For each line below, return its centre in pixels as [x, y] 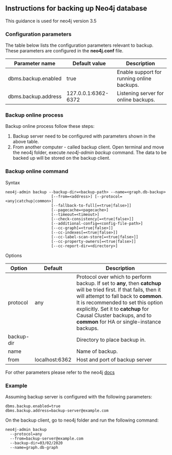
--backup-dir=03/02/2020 [36, 443]
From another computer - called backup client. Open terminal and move [88, 147]
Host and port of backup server [114, 359]
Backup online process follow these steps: [50, 126]
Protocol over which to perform [114, 277]
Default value [89, 64]
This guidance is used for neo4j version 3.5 [51, 21]
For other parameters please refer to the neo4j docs [60, 372]
